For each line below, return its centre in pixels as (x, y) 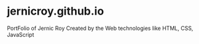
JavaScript (21, 34)
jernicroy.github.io (56, 11)
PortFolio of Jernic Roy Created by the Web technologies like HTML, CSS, (100, 28)
